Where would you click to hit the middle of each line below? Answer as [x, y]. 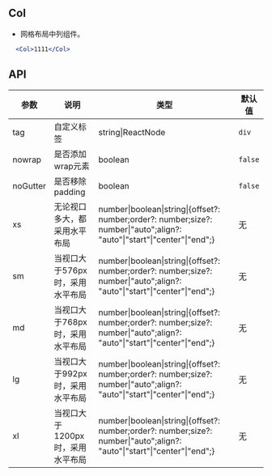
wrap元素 [72, 166]
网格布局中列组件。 [52, 34]
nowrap [27, 159]
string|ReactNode [132, 132]
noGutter [30, 185]
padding [70, 192]
